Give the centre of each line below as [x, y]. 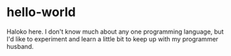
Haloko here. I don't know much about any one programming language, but [115, 31]
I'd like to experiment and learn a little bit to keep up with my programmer [113, 38]
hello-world [41, 12]
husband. [20, 46]
